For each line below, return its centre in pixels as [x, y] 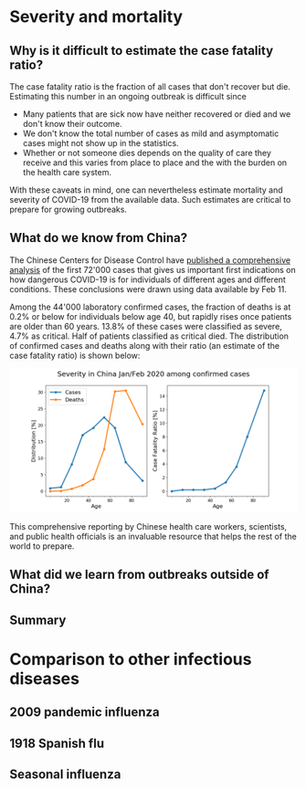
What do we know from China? [99, 238]
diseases [45, 678]
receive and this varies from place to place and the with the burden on [155, 163]
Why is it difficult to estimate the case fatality [142, 51]
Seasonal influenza [65, 774]
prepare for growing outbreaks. [69, 209]
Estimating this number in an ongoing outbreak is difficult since [128, 96]
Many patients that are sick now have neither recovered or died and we [157, 114]
